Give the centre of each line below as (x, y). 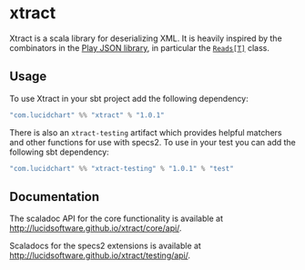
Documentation (55, 197)
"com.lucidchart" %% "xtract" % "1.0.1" (87, 115)
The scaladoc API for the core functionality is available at (116, 219)
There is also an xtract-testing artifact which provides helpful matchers (146, 132)
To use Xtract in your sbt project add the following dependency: (129, 98)
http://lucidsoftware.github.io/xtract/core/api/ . (96, 228)
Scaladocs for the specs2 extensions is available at (106, 246)
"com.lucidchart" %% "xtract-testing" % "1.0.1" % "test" (122, 168)
